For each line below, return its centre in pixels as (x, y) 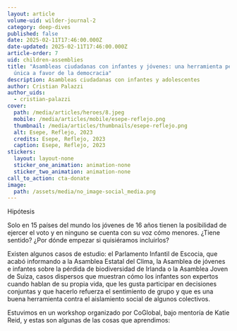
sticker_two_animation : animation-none (72, 172)
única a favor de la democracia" (63, 73)
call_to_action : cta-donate (49, 178)
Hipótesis (21, 211)
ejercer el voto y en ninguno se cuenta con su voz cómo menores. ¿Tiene (114, 233)
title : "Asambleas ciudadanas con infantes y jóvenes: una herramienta (115, 66)
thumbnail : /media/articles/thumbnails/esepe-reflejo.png (101, 126)
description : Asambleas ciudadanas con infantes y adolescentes (104, 80)
